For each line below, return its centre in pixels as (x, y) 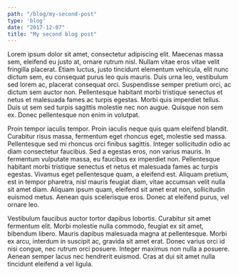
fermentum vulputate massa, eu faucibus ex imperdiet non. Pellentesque (114, 159)
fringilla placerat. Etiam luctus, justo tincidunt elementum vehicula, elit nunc (118, 69)
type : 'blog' (27, 21)
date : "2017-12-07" (36, 27)
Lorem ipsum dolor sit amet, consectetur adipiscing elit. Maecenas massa (115, 54)
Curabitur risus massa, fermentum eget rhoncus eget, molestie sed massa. (117, 136)
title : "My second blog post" (52, 34)
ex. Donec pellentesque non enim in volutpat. (74, 115)
